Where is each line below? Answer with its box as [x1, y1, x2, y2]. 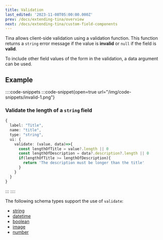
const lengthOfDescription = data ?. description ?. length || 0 [18, 151, 149, 156]
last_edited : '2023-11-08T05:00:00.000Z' [5, 12, 93, 17]
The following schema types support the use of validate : [5, 198, 124, 204]
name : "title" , [10, 128, 42, 133]
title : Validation [5, 7, 44, 13]
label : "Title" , [10, 123, 44, 128]
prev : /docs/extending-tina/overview [5, 17, 84, 22]
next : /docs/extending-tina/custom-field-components [5, 21, 118, 27]
